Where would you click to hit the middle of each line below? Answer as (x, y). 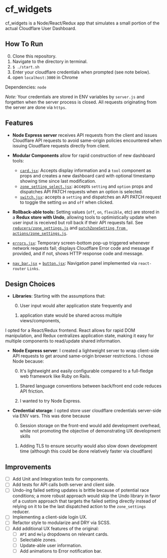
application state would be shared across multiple (71, 315)
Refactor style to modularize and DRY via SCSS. (62, 523)
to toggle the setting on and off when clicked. (67, 202)
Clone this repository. (34, 56)
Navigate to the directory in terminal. (50, 61)
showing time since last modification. (58, 181)
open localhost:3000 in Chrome (45, 77)
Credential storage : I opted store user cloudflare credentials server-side (87, 411)
